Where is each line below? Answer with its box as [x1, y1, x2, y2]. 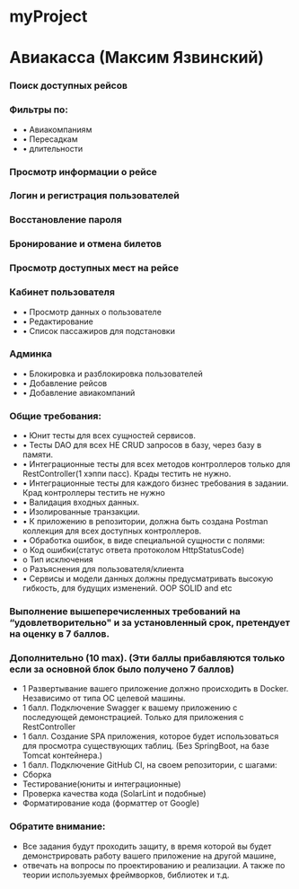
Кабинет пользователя [9, 286, 115, 298]
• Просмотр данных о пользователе [22, 306, 162, 317]
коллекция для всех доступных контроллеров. [22, 525, 202, 536]
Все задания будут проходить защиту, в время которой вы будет [22, 841, 272, 851]
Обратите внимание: [9, 820, 106, 832]
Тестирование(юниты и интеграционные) [22, 779, 181, 789]
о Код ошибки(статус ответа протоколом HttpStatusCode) [22, 545, 245, 556]
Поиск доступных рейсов [9, 79, 128, 92]
